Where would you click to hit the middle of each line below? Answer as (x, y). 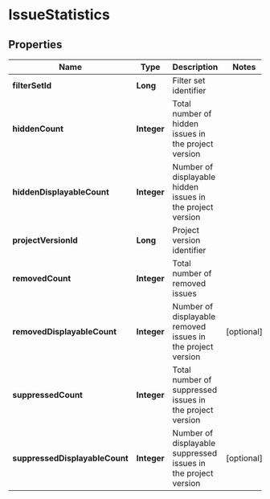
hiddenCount (38, 129)
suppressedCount (47, 395)
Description (195, 67)
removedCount (42, 278)
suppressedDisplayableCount (70, 458)
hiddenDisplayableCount (61, 192)
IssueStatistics (59, 15)
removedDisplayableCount (65, 331)
